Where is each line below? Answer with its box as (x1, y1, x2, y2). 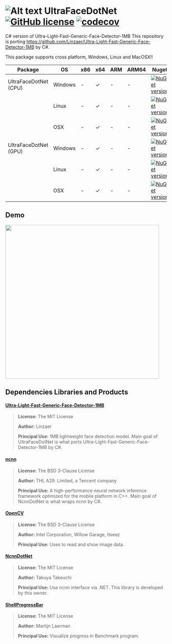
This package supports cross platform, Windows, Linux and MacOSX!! (5, 54, 154, 60)
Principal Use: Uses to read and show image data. (17, 541, 124, 548)
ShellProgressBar (5, 601, 44, 608)
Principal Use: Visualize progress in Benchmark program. (17, 633, 140, 639)
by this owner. (17, 590, 48, 596)
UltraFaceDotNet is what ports (17, 439, 82, 445)
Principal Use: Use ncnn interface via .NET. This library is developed (17, 584, 163, 590)
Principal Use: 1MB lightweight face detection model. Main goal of (17, 434, 158, 440)
